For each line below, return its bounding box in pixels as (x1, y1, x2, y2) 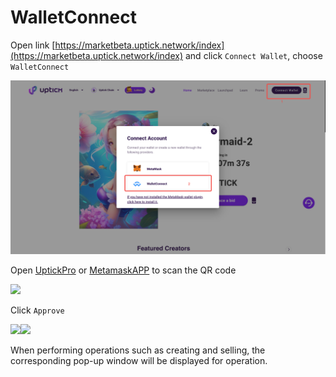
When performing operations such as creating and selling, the (10, 344, 266, 356)
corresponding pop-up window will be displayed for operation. (10, 354, 268, 366)
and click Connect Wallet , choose (184, 49, 323, 61)
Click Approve (10, 304, 65, 316)
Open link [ (10, 39, 56, 51)
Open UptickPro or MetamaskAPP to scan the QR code (10, 264, 237, 276)
